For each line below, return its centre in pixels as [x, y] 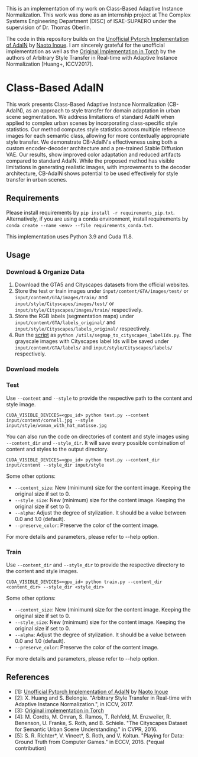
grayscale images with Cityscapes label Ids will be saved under [92, 341]
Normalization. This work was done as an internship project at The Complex [98, 15]
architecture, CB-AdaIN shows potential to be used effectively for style [92, 173]
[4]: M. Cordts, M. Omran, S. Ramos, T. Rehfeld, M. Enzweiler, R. [93, 716]
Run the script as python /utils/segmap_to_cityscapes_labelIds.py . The [103, 335]
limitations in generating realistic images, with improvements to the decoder [98, 167]
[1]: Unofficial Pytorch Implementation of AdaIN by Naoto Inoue [91, 691]
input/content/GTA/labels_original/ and [65, 322]
